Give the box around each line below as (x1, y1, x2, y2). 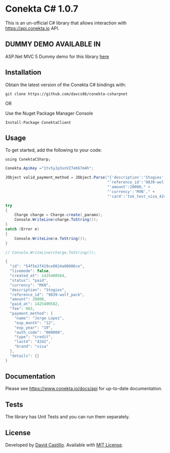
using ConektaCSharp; (5, 157, 51, 162)
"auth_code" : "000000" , (14, 330, 65, 335)
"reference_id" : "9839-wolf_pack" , (10, 292, 85, 297)
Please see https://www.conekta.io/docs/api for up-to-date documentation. (5, 386, 163, 392)
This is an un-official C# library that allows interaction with (5, 20, 127, 26)
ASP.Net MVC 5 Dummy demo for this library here (5, 53, 109, 59)
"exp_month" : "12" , (14, 320, 56, 325)
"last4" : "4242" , (14, 339, 51, 344)
